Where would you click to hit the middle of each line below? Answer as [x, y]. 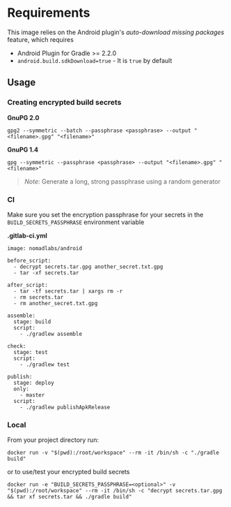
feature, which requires [41, 39]
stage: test [31, 352]
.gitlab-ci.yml [27, 235]
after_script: [28, 285]
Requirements [49, 13]
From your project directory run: [53, 440]
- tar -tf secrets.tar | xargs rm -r [68, 291]
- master [32, 395]
